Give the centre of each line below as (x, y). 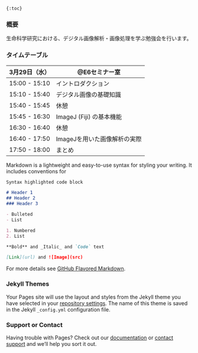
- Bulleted (20, 215)
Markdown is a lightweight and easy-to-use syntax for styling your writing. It (99, 165)
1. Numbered (21, 231)
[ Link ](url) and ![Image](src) (45, 257)
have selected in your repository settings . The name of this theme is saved (97, 303)
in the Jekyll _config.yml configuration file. (58, 309)
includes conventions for (36, 171)
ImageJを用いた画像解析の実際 (99, 139)
